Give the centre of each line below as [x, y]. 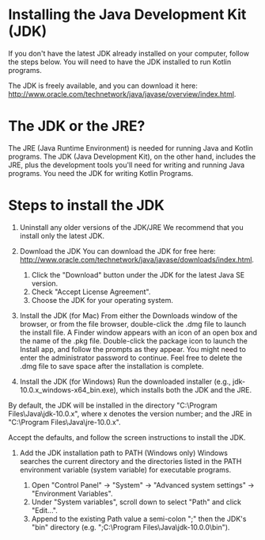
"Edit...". [44, 510]
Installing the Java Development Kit [127, 15]
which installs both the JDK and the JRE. [185, 389]
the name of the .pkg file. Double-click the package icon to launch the [133, 341]
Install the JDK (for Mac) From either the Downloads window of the [129, 316]
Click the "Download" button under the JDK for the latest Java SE [138, 274]
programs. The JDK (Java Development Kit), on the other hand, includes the [132, 156]
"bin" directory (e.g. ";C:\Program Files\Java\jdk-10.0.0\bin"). [131, 527]
